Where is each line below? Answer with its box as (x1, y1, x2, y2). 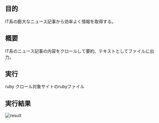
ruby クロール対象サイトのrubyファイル (5, 83, 85, 89)
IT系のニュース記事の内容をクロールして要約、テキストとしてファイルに (5, 48, 150, 54)
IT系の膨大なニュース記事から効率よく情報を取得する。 (5, 19, 116, 24)
